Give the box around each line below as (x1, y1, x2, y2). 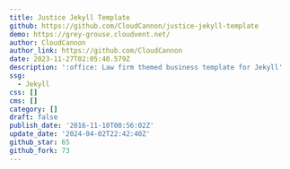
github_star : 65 (9, 138, 70, 147)
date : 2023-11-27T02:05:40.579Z (9, 55, 130, 63)
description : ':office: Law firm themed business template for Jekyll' (9, 63, 283, 72)
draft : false (9, 113, 58, 122)
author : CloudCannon (9, 38, 87, 47)
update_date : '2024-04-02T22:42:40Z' (9, 130, 151, 139)
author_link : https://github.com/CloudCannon (9, 46, 182, 55)
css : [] (9, 88, 39, 97)
